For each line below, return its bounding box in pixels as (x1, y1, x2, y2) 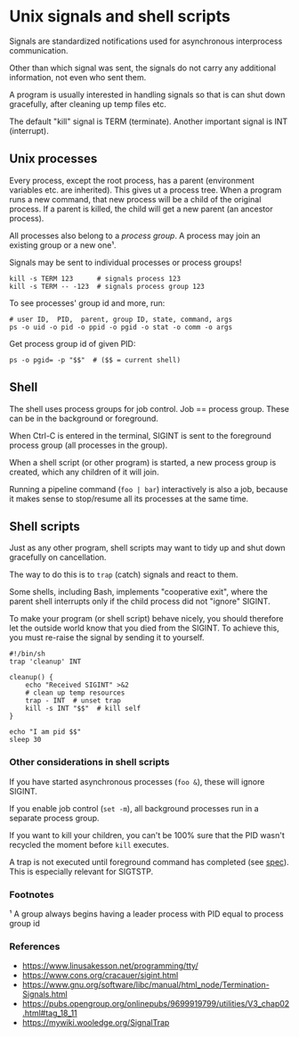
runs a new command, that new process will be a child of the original (9, 193, 262, 204)
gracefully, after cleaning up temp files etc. (9, 98, 167, 109)
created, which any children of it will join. (9, 466, 159, 477)
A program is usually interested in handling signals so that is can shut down (9, 89, 286, 100)
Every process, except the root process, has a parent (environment (9, 175, 255, 185)
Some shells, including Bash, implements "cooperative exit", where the (9, 587, 269, 597)
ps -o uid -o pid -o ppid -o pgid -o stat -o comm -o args (9, 323, 233, 332)
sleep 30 (9, 736, 42, 745)
